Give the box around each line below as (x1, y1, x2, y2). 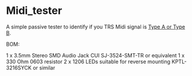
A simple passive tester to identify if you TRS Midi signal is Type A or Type (6, 23, 186, 30)
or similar (33, 64, 56, 71)
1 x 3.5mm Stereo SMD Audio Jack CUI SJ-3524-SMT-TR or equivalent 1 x (6, 52, 185, 59)
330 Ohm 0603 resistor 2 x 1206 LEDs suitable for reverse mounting (6, 58, 171, 65)
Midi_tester (6, 4, 63, 17)
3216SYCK (6, 64, 32, 71)
